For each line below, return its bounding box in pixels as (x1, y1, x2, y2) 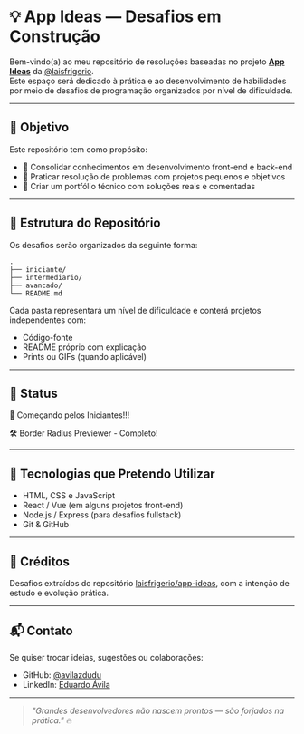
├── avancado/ (9, 281, 63, 290)
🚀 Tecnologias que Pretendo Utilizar (9, 466, 215, 481)
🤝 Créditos (9, 554, 70, 569)
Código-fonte (22, 332, 73, 343)
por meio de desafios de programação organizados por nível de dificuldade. (9, 84, 293, 96)
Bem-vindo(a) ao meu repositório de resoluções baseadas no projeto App (9, 56, 285, 67)
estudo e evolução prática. (9, 587, 109, 598)
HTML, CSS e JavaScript (22, 490, 116, 501)
